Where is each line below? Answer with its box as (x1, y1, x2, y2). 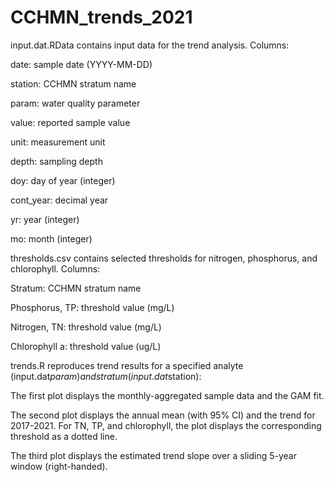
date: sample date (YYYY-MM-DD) (10, 58, 153, 70)
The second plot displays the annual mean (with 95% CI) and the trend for (10, 409, 316, 421)
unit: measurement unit (10, 136, 106, 148)
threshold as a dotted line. (10, 430, 118, 442)
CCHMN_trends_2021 (10, 6, 193, 29)
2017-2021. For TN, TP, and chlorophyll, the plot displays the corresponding (10, 419, 322, 431)
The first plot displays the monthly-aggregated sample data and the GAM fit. (10, 389, 325, 401)
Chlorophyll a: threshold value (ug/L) (10, 340, 162, 352)
